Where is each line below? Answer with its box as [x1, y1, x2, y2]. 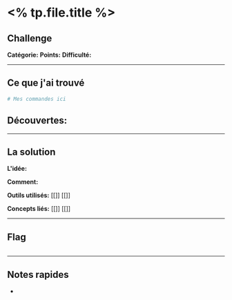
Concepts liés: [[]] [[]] [7, 205, 71, 213]
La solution [7, 146, 56, 158]
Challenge [7, 32, 52, 44]
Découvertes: [7, 115, 68, 126]
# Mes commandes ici [7, 95, 67, 102]
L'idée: [7, 165, 28, 173]
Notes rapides [7, 268, 69, 281]
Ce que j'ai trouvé [7, 77, 85, 89]
